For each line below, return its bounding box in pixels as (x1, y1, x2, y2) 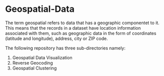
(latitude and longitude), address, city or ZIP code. (5, 36, 108, 41)
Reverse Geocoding (12, 60, 53, 66)
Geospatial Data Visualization (12, 54, 73, 60)
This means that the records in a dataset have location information (5, 25, 141, 31)
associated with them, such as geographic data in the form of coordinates (5, 30, 157, 36)
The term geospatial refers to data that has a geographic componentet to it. (5, 20, 160, 26)
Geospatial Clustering (12, 65, 57, 71)
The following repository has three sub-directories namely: (5, 45, 126, 51)
